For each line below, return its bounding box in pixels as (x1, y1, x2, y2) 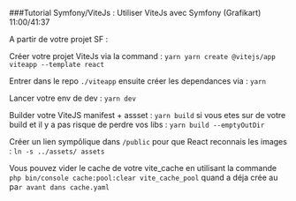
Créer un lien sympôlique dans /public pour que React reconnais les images (9, 137, 287, 146)
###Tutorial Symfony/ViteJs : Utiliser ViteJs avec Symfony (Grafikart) (9, 8, 262, 18)
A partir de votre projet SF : (9, 34, 109, 44)
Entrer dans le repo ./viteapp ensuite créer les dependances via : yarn (9, 76, 267, 86)
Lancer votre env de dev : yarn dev (9, 93, 137, 103)
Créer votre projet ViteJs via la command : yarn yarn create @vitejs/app (9, 51, 276, 61)
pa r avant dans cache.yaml (9, 182, 110, 192)
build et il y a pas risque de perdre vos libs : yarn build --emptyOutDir (9, 119, 265, 130)
